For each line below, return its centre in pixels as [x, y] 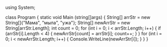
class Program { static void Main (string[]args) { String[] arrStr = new [78, 17]
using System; [20, 7]
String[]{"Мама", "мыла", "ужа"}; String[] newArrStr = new [68, 23]
